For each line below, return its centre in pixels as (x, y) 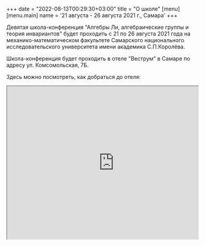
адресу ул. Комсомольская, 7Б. (48, 65)
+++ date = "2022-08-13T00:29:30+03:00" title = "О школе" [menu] (93, 9)
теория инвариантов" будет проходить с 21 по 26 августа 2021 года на (99, 34)
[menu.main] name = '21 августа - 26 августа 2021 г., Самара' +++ (92, 15)
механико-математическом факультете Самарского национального (95, 40)
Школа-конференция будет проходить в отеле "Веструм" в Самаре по (98, 58)
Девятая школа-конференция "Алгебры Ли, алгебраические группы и (98, 27)
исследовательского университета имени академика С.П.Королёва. (96, 47)
